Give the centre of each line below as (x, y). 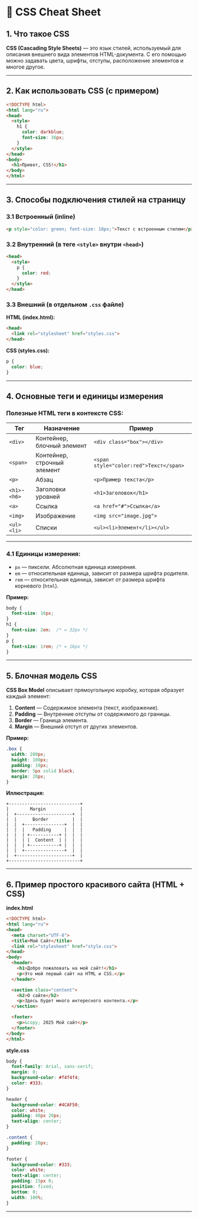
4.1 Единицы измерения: (43, 554)
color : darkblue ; (43, 132)
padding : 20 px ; (30, 1143)
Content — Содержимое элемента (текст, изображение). (87, 708)
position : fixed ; (33, 1187)
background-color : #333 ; (42, 1165)
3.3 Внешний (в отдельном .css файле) (65, 304)
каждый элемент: (28, 696)
